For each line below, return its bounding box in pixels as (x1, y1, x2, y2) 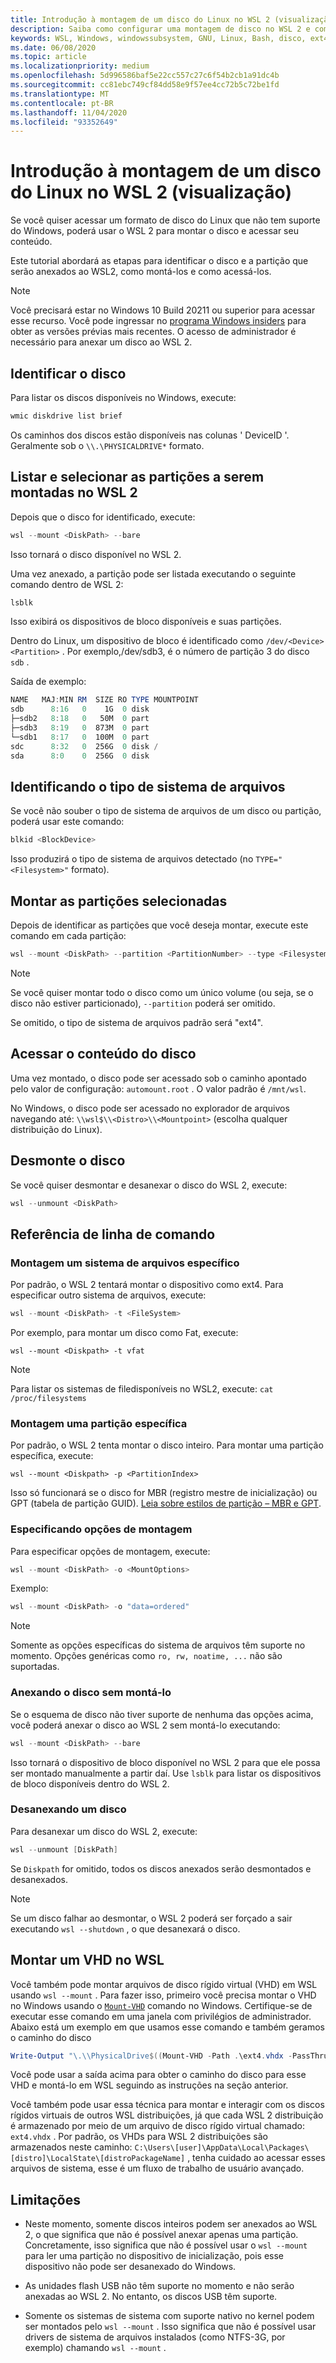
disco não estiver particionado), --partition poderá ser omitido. (10, 997, 276, 1009)
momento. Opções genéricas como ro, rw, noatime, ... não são (10, 1650, 283, 1662)
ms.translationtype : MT (10, 89, 110, 99)
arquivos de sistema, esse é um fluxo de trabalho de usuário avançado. (10, 2162, 305, 2175)
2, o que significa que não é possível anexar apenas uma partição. (24, 2229, 299, 2241)
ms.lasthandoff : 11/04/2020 (10, 107, 128, 118)
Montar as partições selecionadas (10, 892, 228, 910)
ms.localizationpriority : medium (10, 61, 150, 71)
